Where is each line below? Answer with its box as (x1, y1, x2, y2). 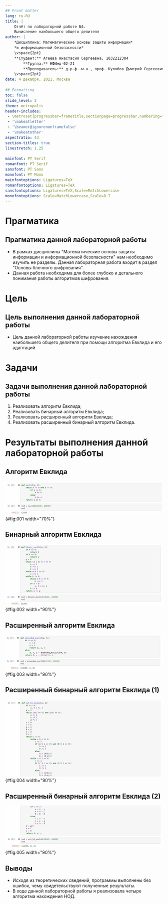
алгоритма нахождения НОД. (12, 893, 76, 899)
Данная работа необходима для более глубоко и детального (12, 270, 143, 276)
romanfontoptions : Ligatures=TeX (5, 183, 75, 188)
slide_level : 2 (5, 98, 37, 103)
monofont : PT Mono (5, 172, 43, 177)
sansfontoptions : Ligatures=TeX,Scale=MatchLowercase (5, 188, 120, 193)
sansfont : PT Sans (5, 167, 43, 172)
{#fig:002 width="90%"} (5, 607, 56, 613)
